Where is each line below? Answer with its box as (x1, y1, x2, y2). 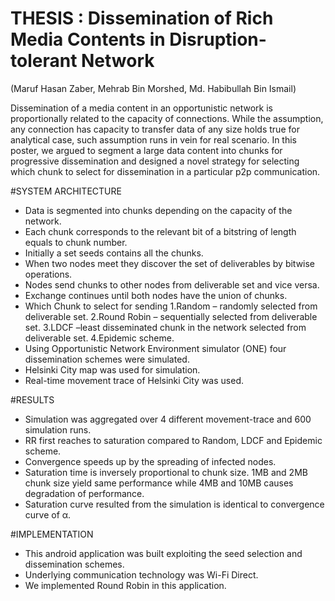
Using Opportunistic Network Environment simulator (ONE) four (24, 342, 287, 354)
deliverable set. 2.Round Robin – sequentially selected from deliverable (24, 310, 318, 322)
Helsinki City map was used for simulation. (24, 363, 201, 376)
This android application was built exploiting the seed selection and (24, 547, 303, 559)
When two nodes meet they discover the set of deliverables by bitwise (24, 257, 316, 269)
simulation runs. (24, 423, 92, 436)
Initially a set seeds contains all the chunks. (24, 247, 204, 259)
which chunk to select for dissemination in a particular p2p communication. (10, 165, 321, 177)
